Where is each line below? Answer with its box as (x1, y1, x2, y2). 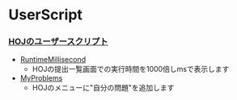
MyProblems (19, 73, 63, 83)
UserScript (8, 6, 83, 24)
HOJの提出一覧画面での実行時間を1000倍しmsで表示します (32, 65, 230, 74)
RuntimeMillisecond (19, 55, 87, 65)
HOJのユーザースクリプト (8, 36, 108, 48)
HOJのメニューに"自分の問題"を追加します (32, 83, 175, 93)
